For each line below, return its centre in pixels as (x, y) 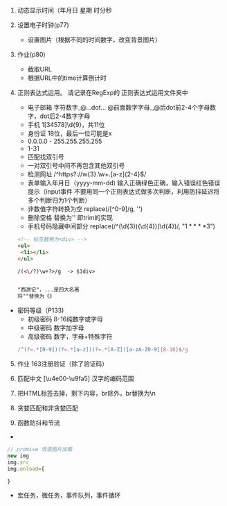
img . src (18, 462)
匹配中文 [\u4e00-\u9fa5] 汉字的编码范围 (75, 378)
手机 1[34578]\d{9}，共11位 (66, 125)
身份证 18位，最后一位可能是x (70, 133)
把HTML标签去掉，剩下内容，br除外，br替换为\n (86, 393)
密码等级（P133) (40, 310)
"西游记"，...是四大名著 (48, 290)
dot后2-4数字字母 (65, 116)
